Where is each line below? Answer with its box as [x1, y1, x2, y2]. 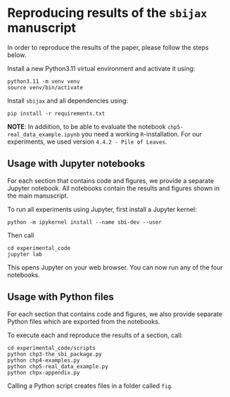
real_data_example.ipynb [7, 131, 80, 138]
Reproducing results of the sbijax [7, 5, 207, 21]
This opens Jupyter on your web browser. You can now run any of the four [7, 263, 224, 272]
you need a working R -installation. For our [81, 130, 203, 138]
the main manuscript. [7, 191, 69, 200]
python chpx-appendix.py [7, 369, 80, 376]
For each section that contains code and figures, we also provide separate [7, 310, 223, 318]
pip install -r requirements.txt [7, 110, 106, 117]
